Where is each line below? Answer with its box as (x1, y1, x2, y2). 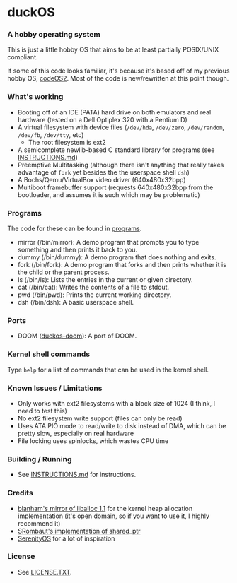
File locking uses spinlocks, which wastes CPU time (17, 436, 169, 445)
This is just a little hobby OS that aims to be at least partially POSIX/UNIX (7, 45, 219, 54)
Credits (7, 488, 33, 498)
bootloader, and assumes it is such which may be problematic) (17, 190, 200, 199)
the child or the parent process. (17, 268, 110, 276)
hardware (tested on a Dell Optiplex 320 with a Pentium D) (17, 115, 187, 124)
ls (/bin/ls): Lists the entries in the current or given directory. (17, 276, 193, 284)
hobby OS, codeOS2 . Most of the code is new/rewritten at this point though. (7, 74, 229, 83)
